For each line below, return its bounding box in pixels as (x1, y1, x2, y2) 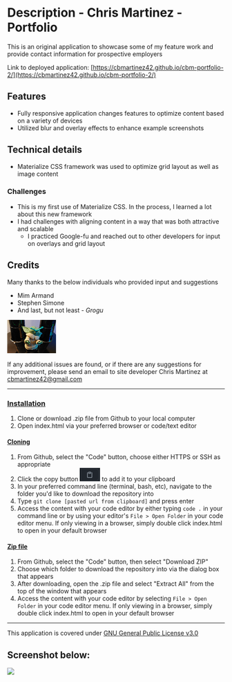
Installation (7, 398, 46, 408)
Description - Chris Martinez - (7, 5, 183, 21)
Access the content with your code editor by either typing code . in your (17, 504, 223, 513)
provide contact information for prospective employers (7, 50, 163, 58)
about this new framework (17, 210, 92, 218)
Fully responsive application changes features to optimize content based (17, 109, 224, 117)
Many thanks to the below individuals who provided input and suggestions (7, 278, 219, 286)
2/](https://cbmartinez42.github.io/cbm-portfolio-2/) (7, 71, 157, 79)
